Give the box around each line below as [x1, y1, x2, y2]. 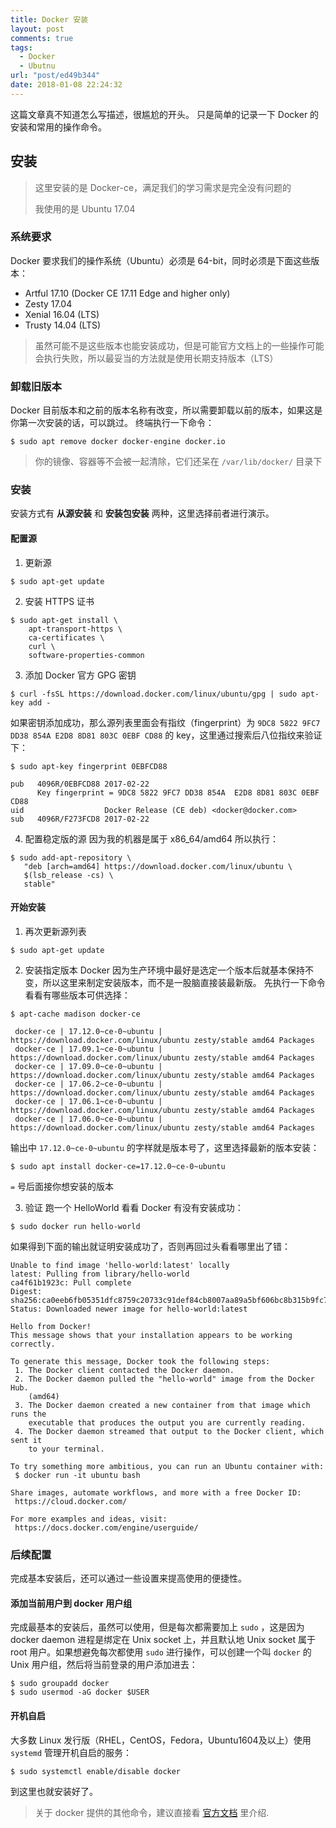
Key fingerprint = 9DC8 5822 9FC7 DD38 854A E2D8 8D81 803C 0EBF [36, 787, 320, 798]
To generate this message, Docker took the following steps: [10, 1356, 271, 1366]
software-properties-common [28, 650, 145, 660]
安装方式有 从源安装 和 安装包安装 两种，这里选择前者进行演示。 [10, 507, 275, 520]
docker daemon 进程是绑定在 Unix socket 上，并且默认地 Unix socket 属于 [10, 1634, 317, 1646]
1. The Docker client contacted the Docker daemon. [14, 1365, 235, 1375]
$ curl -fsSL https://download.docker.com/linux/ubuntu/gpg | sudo [10, 689, 298, 699]
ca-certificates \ [28, 632, 105, 643]
